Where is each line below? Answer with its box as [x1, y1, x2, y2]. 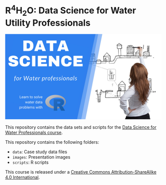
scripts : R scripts [12, 159, 49, 165]
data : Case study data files [12, 149, 68, 155]
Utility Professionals [5, 17, 91, 29]
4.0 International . [5, 174, 40, 180]
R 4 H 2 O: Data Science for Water [5, 3, 136, 18]
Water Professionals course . [5, 129, 63, 135]
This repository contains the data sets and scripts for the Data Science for [5, 124, 157, 130]
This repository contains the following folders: [5, 139, 99, 145]
